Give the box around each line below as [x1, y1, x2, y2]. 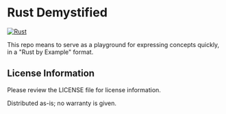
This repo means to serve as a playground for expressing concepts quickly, [7, 40, 220, 48]
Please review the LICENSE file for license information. [7, 85, 161, 94]
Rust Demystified [7, 5, 108, 20]
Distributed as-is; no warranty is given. [7, 99, 117, 107]
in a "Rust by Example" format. [7, 48, 94, 56]
